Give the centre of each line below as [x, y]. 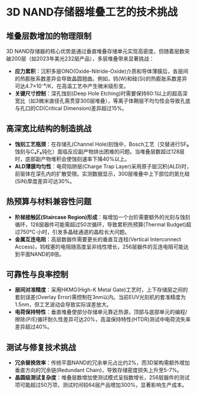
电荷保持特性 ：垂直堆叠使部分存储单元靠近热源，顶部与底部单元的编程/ [101, 312]
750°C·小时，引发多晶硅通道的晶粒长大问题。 [75, 232]
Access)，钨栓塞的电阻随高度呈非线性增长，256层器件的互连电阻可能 [99, 246]
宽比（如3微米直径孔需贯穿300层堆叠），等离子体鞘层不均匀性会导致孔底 [102, 101]
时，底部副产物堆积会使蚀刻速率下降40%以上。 [72, 159]
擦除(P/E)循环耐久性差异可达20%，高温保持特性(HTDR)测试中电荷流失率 [103, 319]
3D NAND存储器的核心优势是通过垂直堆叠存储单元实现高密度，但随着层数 [95, 51]
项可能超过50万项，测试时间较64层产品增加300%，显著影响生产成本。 [101, 385]
